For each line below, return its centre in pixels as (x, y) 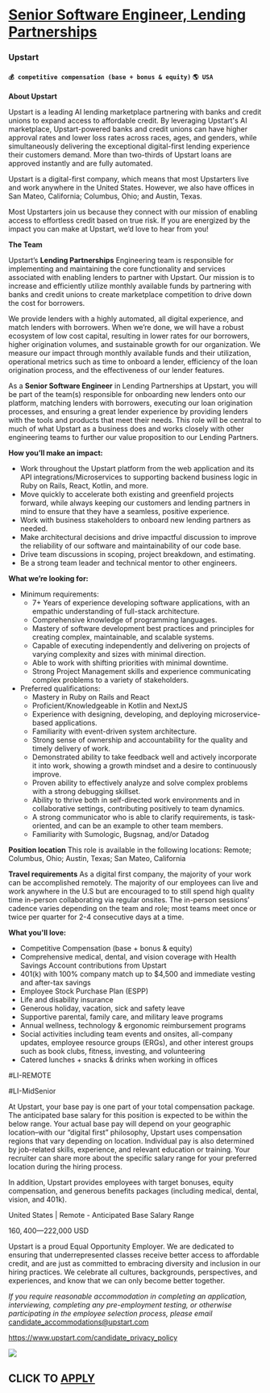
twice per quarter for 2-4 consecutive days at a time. (96, 917)
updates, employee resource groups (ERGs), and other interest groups (137, 1043)
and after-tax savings (55, 983)
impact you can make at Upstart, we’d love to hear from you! (109, 229)
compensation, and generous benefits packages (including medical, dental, (133, 1191)
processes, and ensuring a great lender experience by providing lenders (128, 412)
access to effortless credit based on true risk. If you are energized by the (129, 220)
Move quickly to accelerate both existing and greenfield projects (127, 495)
